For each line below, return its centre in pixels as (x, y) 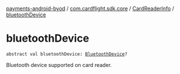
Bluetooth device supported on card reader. (59, 65)
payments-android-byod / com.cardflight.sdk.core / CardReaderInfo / (90, 9)
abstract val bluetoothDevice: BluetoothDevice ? (67, 54)
